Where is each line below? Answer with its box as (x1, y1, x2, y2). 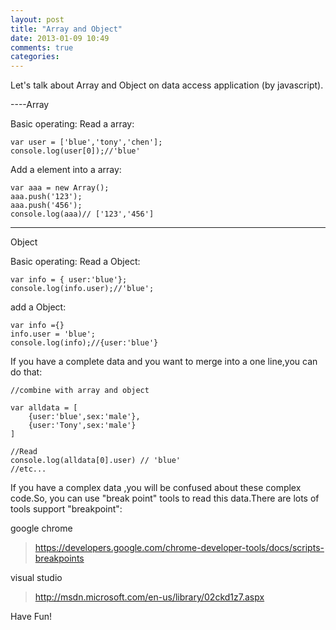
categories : (10, 52, 60, 62)
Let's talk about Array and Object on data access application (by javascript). (10, 79, 324, 91)
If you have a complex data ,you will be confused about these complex (10, 482, 302, 494)
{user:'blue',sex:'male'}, (28, 412, 141, 422)
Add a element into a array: (10, 164, 122, 176)
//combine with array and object (10, 386, 150, 396)
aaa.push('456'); (10, 201, 83, 211)
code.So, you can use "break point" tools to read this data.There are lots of (10, 492, 320, 505)
